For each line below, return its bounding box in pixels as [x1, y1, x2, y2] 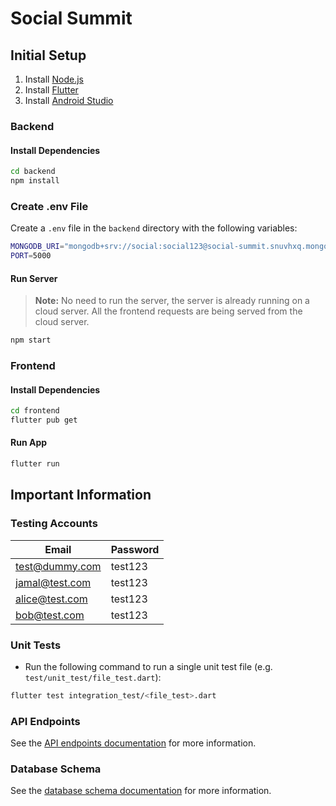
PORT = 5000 [10, 251, 52, 261]
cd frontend [10, 406, 60, 416]
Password [110, 542, 160, 556]
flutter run [10, 459, 60, 469]
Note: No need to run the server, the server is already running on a [34, 295, 310, 307]
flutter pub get [10, 415, 78, 425]
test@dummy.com [15, 559, 102, 573]
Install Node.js [24, 73, 84, 85]
